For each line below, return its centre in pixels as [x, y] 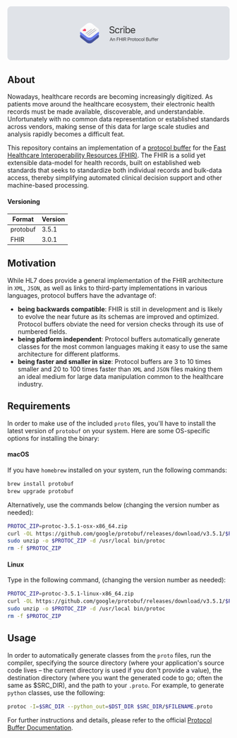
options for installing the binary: [54, 438]
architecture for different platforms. [69, 354]
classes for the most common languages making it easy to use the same [122, 346]
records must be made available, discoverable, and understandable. [106, 111]
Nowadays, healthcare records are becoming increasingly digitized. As [110, 97]
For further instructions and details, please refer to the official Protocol [110, 720]
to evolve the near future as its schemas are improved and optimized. [118, 316]
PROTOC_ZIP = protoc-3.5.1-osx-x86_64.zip [68, 526]
